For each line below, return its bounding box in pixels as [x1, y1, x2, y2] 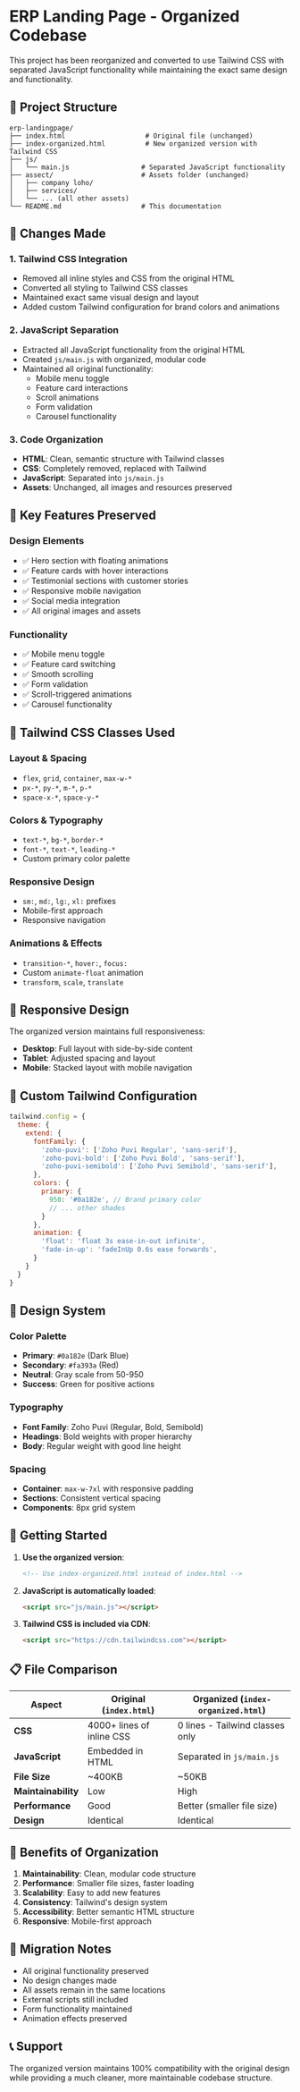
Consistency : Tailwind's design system [21, 1896, 168, 1907]
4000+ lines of [87, 1719, 150, 1732]
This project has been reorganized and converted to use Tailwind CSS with [9, 55, 284, 65]
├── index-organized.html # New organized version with [9, 139, 257, 148]
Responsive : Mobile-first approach [21, 1916, 152, 1927]
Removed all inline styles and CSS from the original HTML [21, 273, 235, 284]
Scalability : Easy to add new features [21, 1887, 161, 1898]
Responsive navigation [21, 915, 106, 926]
